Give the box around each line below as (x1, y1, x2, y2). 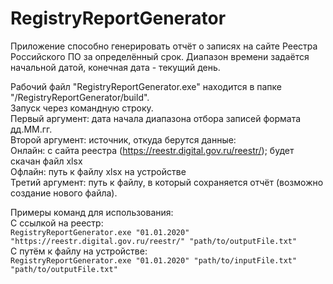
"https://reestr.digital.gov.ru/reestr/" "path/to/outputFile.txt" (10, 236, 298, 246)
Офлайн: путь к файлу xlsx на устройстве (10, 165, 187, 177)
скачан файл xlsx (10, 155, 83, 167)
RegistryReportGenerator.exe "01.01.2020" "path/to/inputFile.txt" (10, 255, 298, 266)
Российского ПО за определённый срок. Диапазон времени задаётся (10, 50, 310, 62)
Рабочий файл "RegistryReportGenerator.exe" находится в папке (10, 80, 283, 92)
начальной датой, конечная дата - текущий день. (10, 61, 221, 73)
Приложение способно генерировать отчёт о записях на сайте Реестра (10, 40, 318, 52)
